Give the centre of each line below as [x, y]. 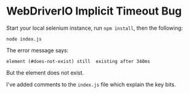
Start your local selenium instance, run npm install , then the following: [94, 28]
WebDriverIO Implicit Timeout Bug [94, 11]
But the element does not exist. [45, 72]
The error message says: [37, 50]
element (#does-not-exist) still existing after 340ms [78, 61]
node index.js [24, 39]
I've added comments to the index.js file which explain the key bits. [91, 84]
